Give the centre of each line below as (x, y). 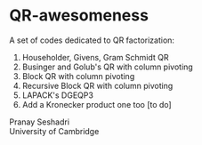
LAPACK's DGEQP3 (57, 95)
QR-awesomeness (79, 16)
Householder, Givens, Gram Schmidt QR (95, 57)
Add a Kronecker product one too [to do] (97, 104)
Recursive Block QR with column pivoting (97, 85)
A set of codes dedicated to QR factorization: (92, 40)
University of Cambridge (54, 131)
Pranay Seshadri (39, 122)
